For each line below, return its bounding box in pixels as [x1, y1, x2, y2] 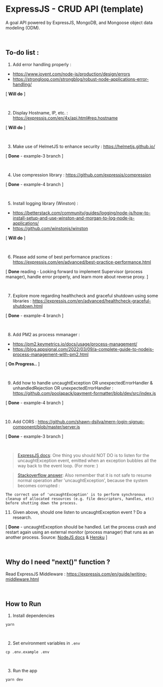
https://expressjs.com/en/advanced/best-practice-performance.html [12, 259, 151, 265]
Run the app [12, 668, 38, 674]
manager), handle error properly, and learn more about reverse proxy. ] [5, 274, 148, 279]
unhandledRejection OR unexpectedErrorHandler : [12, 385, 114, 391]
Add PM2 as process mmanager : [12, 331, 80, 337]
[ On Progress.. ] [5, 361, 40, 366]
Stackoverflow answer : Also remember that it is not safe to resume [17, 472, 152, 478]
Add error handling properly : [12, 61, 71, 67]
